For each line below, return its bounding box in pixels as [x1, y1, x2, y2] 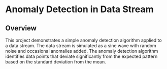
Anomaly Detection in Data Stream [5, 4, 154, 15]
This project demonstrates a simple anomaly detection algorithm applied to [5, 37, 162, 43]
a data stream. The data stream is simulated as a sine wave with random [5, 43, 156, 49]
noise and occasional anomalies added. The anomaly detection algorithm [5, 48, 158, 54]
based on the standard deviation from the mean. [5, 59, 107, 64]
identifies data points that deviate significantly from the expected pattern [5, 53, 158, 59]
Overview [5, 24, 37, 32]
